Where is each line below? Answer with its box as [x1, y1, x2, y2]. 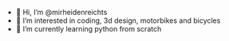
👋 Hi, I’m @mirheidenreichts [15, 8, 108, 17]
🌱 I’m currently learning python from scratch [15, 24, 162, 33]
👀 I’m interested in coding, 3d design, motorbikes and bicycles [15, 16, 221, 25]
